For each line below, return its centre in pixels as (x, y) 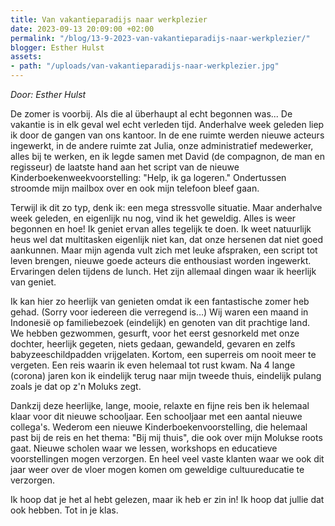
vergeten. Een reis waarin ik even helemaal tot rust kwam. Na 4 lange (153, 365)
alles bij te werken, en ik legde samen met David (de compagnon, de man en (167, 156)
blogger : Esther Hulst (57, 47)
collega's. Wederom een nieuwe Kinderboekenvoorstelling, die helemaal (159, 427)
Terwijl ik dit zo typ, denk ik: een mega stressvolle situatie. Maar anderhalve (166, 207)
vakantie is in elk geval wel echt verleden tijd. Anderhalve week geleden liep (167, 124)
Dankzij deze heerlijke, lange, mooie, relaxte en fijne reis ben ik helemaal (160, 405)
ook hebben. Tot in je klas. (64, 510)
